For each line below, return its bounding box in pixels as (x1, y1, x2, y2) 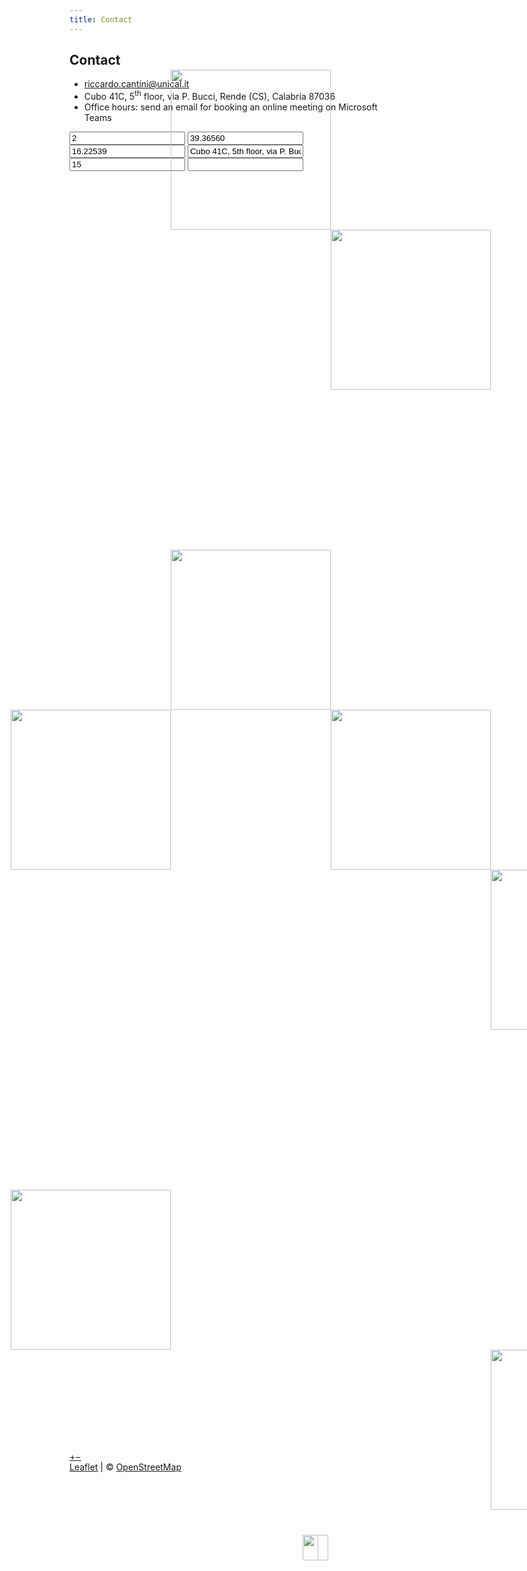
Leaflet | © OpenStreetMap (69, 1461, 182, 1473)
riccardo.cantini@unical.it (83, 78, 190, 90)
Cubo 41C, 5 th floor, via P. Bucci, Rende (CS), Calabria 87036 (83, 89, 336, 103)
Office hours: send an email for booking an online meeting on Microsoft (83, 101, 378, 113)
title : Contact (69, 14, 133, 25)
